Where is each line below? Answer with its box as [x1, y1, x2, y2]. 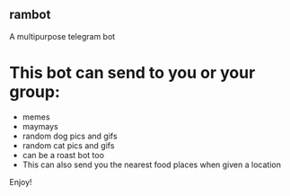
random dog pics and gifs [22, 130, 119, 141]
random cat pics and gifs [22, 139, 115, 151]
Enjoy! [9, 176, 33, 187]
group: [9, 82, 61, 102]
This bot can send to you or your [9, 63, 256, 83]
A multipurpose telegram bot [9, 31, 116, 41]
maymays [22, 120, 58, 131]
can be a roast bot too [22, 149, 105, 160]
